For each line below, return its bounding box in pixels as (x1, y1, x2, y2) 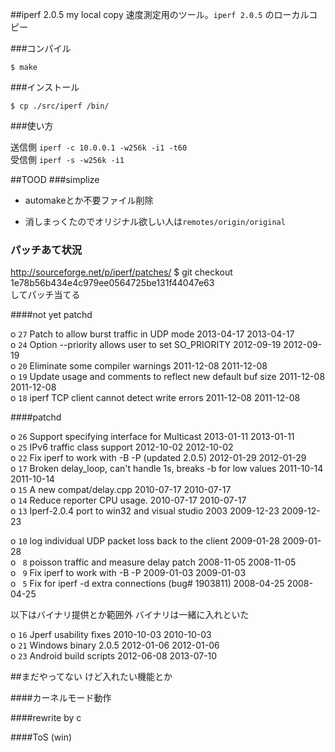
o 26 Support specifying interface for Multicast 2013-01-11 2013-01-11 (10, 431, 295, 443)
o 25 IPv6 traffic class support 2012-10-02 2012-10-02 (10, 441, 234, 453)
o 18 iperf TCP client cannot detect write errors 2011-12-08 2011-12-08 (10, 392, 301, 404)
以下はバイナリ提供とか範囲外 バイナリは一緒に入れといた (10, 609, 250, 621)
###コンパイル (10, 43, 72, 54)
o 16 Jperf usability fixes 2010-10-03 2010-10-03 (10, 629, 212, 641)
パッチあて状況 (10, 243, 83, 257)
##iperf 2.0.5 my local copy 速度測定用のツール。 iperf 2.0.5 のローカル (10, 9, 310, 20)
